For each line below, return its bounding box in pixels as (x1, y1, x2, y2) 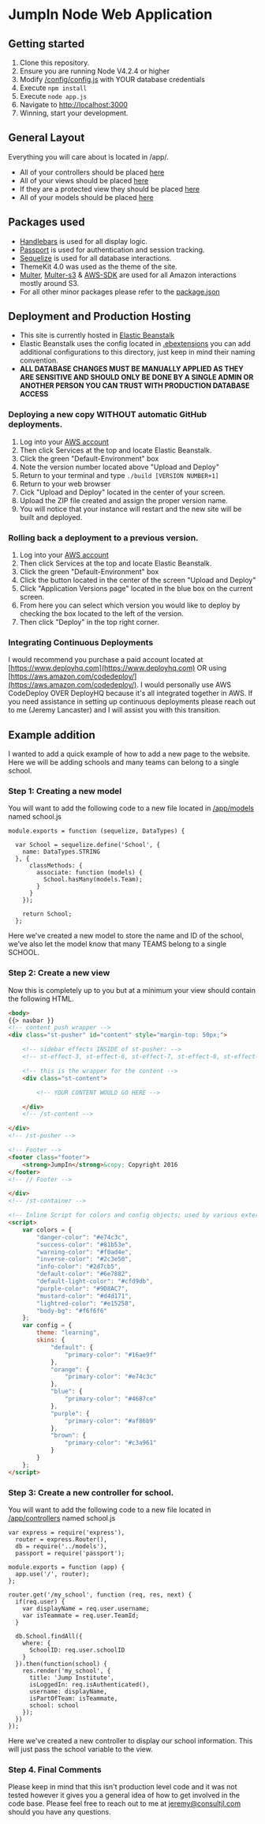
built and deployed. (19, 512, 83, 522)
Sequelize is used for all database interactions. (19, 253, 172, 262)
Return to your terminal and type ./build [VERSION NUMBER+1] (19, 470, 219, 480)
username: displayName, (28, 1688, 108, 1696)
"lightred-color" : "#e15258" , (36, 1299, 136, 1307)
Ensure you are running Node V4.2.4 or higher (19, 66, 170, 76)
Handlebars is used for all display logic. (19, 236, 148, 246)
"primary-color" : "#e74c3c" (64, 1373, 157, 1381)
